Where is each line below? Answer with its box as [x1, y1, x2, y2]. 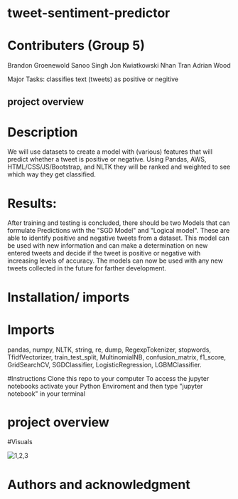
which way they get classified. [7, 170, 96, 179]
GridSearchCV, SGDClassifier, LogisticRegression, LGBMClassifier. [7, 360, 202, 369]
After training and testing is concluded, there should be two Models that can [7, 219, 230, 227]
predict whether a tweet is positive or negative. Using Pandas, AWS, [7, 155, 207, 164]
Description [7, 124, 78, 140]
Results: [7, 195, 57, 211]
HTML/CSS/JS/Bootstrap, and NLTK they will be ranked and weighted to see [7, 162, 231, 172]
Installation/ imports [7, 289, 130, 305]
